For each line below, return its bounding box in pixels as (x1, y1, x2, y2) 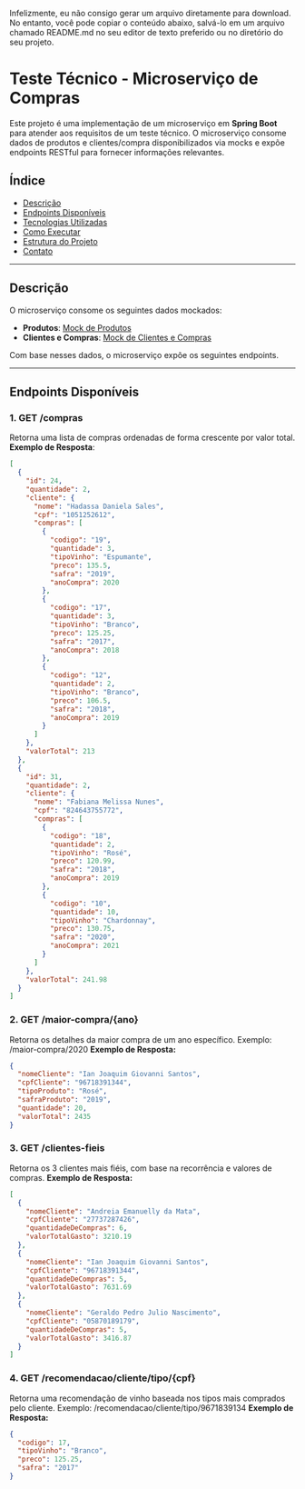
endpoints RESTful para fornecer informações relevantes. (9, 146, 225, 157)
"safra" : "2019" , (49, 569, 116, 578)
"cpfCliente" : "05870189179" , (25, 1316, 141, 1325)
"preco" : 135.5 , (49, 561, 112, 570)
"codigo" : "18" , (49, 831, 112, 840)
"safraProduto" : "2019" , (17, 1095, 112, 1104)
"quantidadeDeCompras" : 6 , (25, 1224, 128, 1233)
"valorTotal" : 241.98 (25, 974, 107, 984)
